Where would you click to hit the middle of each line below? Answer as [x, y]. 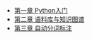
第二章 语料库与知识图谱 [49, 19]
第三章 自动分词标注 [43, 28]
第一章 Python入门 [41, 10]
